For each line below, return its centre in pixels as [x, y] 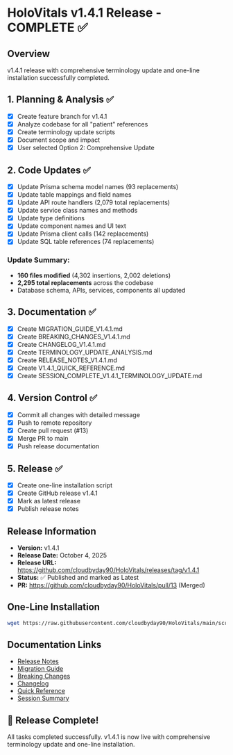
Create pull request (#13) [53, 430]
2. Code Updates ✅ [49, 170]
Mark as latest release [49, 501]
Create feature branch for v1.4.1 [62, 116]
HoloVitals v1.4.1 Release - [84, 13]
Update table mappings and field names [74, 195]
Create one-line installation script [65, 485]
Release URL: [37, 562]
